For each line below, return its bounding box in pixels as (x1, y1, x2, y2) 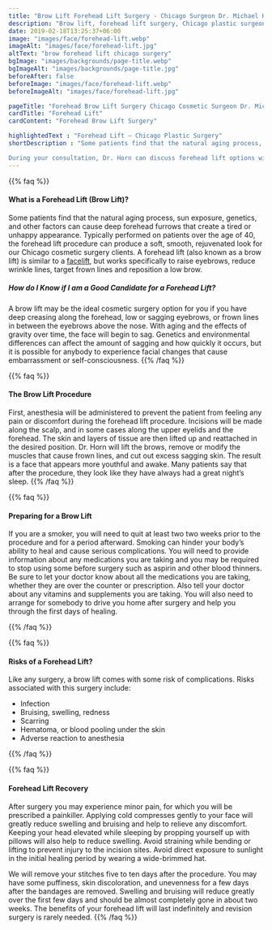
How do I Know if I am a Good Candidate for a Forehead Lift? (8, 283, 216, 293)
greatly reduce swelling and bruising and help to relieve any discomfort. (8, 819, 248, 829)
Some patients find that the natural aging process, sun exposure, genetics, (8, 213, 257, 222)
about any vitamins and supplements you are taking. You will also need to (8, 589, 253, 599)
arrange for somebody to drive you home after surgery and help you (8, 598, 236, 608)
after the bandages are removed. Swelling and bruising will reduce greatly (8, 886, 255, 896)
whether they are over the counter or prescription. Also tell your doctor (8, 581, 244, 591)
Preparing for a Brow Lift (8, 510, 92, 520)
